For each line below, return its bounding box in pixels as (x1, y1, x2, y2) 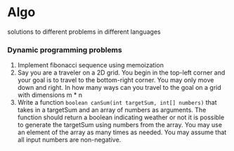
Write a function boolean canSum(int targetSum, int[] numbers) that (17, 98, 217, 107)
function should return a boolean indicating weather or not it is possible (17, 113, 225, 122)
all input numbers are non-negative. (17, 136, 122, 144)
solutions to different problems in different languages (7, 27, 161, 36)
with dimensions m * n (17, 91, 83, 99)
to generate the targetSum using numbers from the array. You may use (17, 121, 223, 129)
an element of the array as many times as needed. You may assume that (17, 128, 227, 137)
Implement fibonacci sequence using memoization (17, 61, 164, 70)
